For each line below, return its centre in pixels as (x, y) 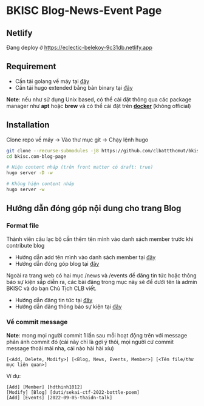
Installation (28, 125)
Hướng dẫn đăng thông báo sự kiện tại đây (68, 306)
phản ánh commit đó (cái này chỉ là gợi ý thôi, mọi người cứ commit (90, 342)
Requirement (31, 66)
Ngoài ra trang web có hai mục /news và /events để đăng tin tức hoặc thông (101, 275)
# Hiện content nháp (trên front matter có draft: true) (80, 167)
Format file (23, 226)
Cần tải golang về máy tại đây (52, 81)
